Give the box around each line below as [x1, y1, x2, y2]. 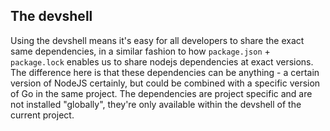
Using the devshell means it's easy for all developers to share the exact [10, 34, 305, 46]
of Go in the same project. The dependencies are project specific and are [10, 87, 313, 99]
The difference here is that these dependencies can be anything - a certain [10, 66, 320, 78]
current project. [10, 109, 75, 121]
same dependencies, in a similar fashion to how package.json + [10, 45, 271, 57]
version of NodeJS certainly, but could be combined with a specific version [10, 77, 321, 89]
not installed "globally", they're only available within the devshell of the [10, 98, 302, 110]
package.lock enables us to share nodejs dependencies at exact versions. [10, 55, 314, 68]
